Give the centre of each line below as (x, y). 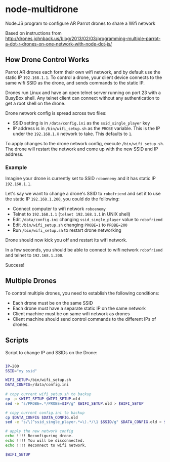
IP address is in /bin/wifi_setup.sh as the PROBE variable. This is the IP (86, 128)
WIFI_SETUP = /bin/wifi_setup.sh (38, 380)
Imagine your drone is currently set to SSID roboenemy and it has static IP (80, 179)
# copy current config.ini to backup (45, 413)
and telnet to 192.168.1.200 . (34, 255)
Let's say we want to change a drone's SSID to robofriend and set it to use (83, 194)
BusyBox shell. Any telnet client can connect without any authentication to (82, 98)
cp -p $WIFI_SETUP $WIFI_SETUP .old (43, 399)
